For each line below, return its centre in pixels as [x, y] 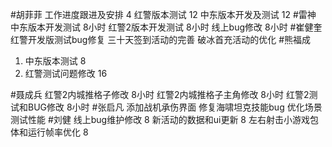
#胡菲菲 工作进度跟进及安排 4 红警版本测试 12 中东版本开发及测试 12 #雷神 [163, 14]
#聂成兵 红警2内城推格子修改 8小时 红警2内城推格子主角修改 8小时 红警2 [160, 94]
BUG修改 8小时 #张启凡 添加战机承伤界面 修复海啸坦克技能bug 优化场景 [175, 107]
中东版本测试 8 [55, 61]
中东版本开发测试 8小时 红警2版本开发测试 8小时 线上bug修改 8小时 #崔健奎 [166, 27]
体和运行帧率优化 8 [49, 132]
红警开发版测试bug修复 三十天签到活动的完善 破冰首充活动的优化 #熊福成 [161, 39]
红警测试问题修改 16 [66, 73]
